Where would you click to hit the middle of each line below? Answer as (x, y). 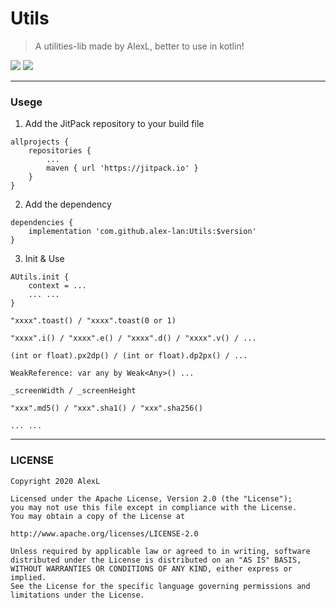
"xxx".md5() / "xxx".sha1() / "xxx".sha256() (106, 408)
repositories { (60, 151)
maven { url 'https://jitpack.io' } (122, 168)
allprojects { (40, 142)
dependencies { (42, 223)
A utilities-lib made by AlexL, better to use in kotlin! (139, 46)
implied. (28, 577)
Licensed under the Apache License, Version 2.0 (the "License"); (151, 498)
